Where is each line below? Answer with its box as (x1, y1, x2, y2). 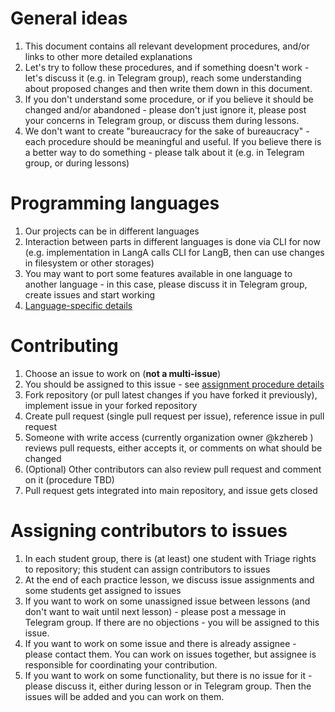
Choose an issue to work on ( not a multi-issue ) (24, 367, 222, 379)
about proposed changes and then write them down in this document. (24, 82, 313, 94)
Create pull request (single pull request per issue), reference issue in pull (24, 410, 325, 422)
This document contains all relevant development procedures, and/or (24, 40, 310, 52)
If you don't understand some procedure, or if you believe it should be (24, 93, 314, 105)
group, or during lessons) (24, 157, 130, 169)
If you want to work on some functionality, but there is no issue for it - (24, 669, 313, 681)
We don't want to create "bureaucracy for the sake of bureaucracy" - (24, 125, 310, 137)
